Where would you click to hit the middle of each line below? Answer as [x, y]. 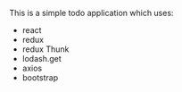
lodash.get [42, 59]
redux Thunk [45, 49]
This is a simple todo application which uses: [91, 13]
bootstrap [40, 78]
